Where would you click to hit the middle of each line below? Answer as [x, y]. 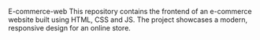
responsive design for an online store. [70, 28]
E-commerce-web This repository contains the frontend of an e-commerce [130, 11]
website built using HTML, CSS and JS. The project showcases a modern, [128, 20]
